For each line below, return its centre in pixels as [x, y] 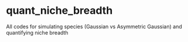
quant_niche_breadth [59, 11]
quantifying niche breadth [37, 32]
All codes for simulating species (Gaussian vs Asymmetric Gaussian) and [94, 26]
